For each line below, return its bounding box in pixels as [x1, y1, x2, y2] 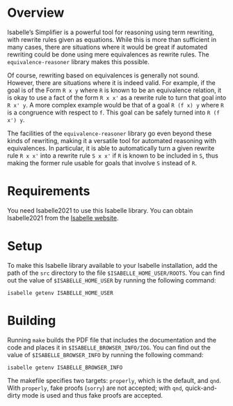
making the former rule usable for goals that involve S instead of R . [7, 158, 197, 167]
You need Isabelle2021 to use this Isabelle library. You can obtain [7, 206, 193, 214]
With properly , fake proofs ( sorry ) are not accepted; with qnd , [7, 384, 184, 392]
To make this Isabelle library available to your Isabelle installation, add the [7, 261, 218, 269]
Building [7, 313, 56, 329]
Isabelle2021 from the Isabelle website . [7, 213, 120, 222]
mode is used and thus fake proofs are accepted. [22, 391, 163, 399]
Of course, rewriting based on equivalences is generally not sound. [7, 71, 200, 80]
